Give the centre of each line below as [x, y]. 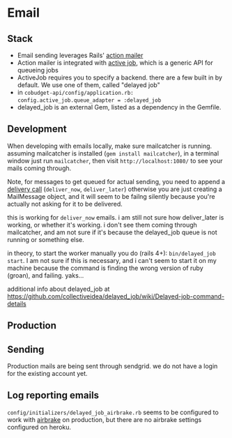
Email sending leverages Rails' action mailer [80, 55]
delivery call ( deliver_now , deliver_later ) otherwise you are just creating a [115, 189]
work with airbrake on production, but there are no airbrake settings [105, 419]
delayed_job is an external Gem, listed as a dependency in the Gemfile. [119, 107]
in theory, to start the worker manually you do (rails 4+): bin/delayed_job [111, 253]
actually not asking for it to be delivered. [65, 204]
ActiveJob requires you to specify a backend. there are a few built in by [120, 77]
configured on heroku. [39, 427]
